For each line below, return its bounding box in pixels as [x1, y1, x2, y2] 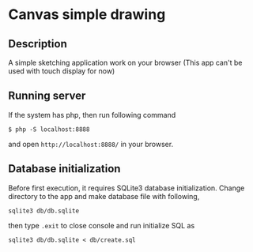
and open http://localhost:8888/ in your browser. [8, 139, 174, 149]
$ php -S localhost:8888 [8, 125, 90, 134]
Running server [8, 89, 86, 103]
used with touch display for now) [8, 66, 115, 76]
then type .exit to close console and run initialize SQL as [8, 220, 195, 230]
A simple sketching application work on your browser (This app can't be [8, 58, 243, 67]
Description [8, 37, 67, 51]
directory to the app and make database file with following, [8, 191, 200, 201]
